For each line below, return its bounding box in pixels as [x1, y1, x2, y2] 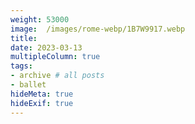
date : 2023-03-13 [10, 42, 83, 53]
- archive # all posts [10, 71, 105, 81]
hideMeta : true [10, 89, 74, 99]
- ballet [10, 80, 47, 90]
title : [10, 33, 38, 43]
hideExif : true [10, 98, 74, 108]
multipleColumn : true [10, 52, 101, 62]
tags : [10, 61, 33, 71]
